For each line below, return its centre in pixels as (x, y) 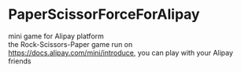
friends (20, 61)
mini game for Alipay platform (56, 36)
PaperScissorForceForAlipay (104, 14)
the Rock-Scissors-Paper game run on (70, 44)
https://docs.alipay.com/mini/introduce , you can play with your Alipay (121, 52)
